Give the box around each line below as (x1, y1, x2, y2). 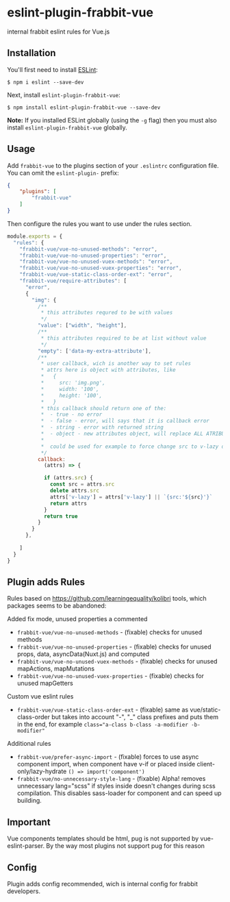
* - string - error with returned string (40, 424, 164, 431)
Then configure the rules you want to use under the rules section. (7, 219, 192, 227)
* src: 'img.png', (40, 379, 106, 386)
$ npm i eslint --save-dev (7, 79, 84, 86)
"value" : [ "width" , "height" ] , (37, 322, 127, 329)
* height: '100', (40, 392, 103, 399)
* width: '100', (40, 386, 99, 392)
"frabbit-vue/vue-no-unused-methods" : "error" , (19, 245, 157, 253)
